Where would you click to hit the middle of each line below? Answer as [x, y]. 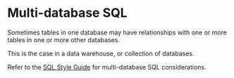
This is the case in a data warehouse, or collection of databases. [101, 53]
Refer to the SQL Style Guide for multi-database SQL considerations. [107, 67]
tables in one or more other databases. [63, 39]
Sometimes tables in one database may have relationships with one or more [117, 32]
